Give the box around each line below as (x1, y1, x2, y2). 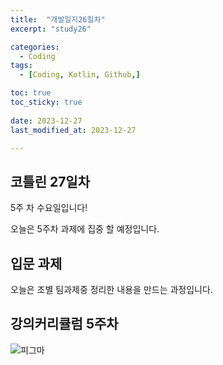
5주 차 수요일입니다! (10, 202, 88, 214)
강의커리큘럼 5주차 (10, 316, 119, 333)
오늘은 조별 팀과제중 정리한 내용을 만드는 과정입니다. (10, 284, 213, 295)
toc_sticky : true (10, 97, 83, 107)
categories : (10, 42, 60, 52)
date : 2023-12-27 (10, 116, 83, 126)
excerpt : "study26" (10, 24, 92, 34)
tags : (10, 61, 33, 71)
